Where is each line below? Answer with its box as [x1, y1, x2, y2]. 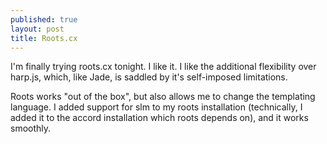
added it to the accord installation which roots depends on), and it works [10, 112, 309, 124]
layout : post [10, 24, 65, 34]
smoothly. [10, 122, 52, 135]
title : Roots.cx [10, 33, 78, 43]
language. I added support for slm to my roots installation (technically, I [10, 101, 303, 113]
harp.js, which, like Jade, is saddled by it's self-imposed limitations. [10, 71, 288, 83]
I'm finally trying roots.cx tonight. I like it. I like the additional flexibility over [10, 61, 317, 73]
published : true [10, 14, 78, 25]
